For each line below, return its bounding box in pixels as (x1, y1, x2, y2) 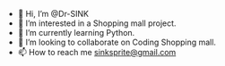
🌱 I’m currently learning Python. (17, 28, 135, 37)
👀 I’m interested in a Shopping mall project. (17, 18, 177, 29)
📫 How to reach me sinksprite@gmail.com (17, 47, 177, 57)
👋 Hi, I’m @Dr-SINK (17, 9, 90, 19)
